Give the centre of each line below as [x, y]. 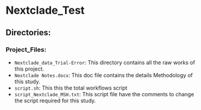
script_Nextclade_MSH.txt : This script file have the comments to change [104, 94]
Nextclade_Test [45, 10]
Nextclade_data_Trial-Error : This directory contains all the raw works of [105, 62]
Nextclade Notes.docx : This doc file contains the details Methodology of [104, 75]
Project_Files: [26, 50]
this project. [29, 69]
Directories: [28, 33]
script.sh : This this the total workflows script [71, 88]
